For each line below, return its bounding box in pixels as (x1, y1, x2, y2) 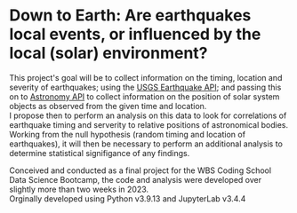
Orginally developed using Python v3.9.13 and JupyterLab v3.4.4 (9, 193, 246, 204)
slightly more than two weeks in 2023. (9, 184, 149, 194)
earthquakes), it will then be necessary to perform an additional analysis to (9, 138, 283, 149)
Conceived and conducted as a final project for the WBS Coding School (9, 165, 272, 176)
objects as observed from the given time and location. (9, 100, 207, 111)
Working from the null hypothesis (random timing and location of (9, 129, 246, 139)
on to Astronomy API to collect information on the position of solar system (9, 91, 280, 102)
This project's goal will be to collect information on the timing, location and (9, 72, 283, 83)
